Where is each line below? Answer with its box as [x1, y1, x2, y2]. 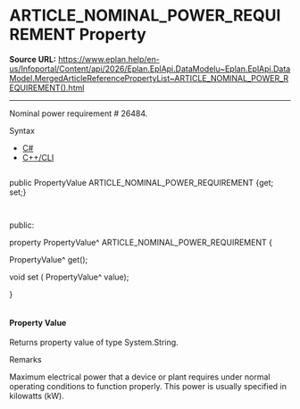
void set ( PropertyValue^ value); [9, 271, 129, 282]
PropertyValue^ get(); [9, 254, 88, 264]
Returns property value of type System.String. [9, 337, 179, 348]
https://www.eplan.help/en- [57, 54, 161, 64]
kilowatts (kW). [9, 390, 64, 402]
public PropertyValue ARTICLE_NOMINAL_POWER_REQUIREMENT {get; [9, 177, 274, 188]
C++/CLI [21, 152, 54, 163]
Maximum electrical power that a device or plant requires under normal [9, 371, 271, 382]
